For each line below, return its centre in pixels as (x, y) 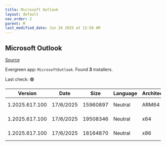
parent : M (15, 23)
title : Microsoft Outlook (32, 10)
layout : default (22, 14)
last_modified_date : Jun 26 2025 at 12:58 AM (53, 28)
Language (125, 93)
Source (12, 60)
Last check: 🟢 (20, 79)
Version (27, 93)
